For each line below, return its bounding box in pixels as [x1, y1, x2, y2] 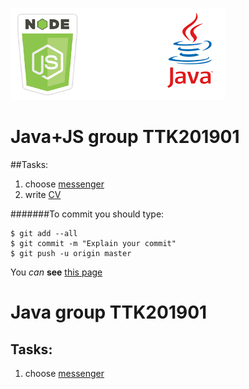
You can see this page [10, 266, 103, 278]
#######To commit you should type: [10, 208, 165, 220]
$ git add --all [10, 228, 78, 238]
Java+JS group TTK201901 [10, 126, 240, 148]
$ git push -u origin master [10, 248, 132, 258]
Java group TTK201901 [10, 301, 208, 324]
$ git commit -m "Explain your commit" [10, 238, 177, 248]
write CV [24, 188, 62, 200]
